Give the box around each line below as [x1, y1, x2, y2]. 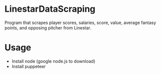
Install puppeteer [11, 63, 46, 69]
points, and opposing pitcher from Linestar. [4, 25, 91, 30]
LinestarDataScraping [4, 3, 96, 15]
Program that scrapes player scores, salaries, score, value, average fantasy [4, 20, 157, 25]
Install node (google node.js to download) [11, 58, 96, 64]
